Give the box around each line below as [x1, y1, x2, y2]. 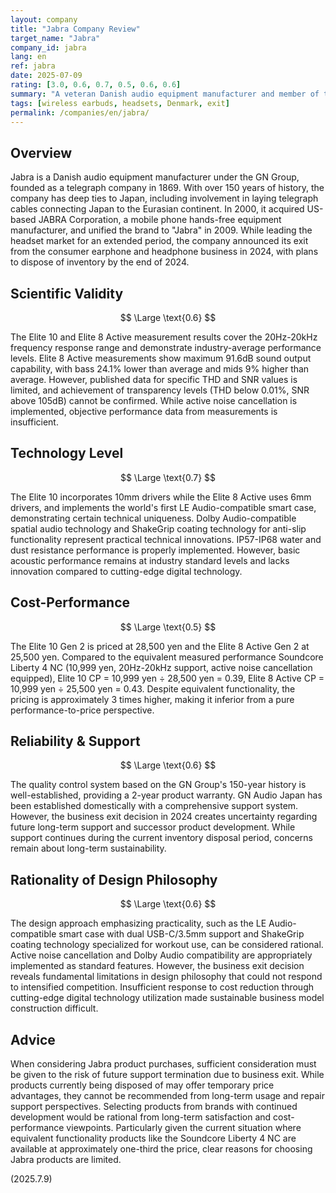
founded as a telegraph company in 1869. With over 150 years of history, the [10, 182, 325, 194]
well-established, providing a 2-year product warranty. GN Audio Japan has [10, 789, 323, 801]
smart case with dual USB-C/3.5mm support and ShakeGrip [58, 928, 305, 940]
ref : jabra [10, 61, 56, 71]
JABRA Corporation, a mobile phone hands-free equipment [38, 214, 282, 226]
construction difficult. [10, 1002, 99, 1015]
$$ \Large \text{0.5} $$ [119, 621, 217, 633]
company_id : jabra [10, 42, 87, 53]
